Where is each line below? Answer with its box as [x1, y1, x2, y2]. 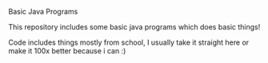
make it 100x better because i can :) [8, 46, 126, 55]
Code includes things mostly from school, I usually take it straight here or [8, 37, 250, 47]
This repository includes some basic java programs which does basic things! [8, 22, 261, 31]
